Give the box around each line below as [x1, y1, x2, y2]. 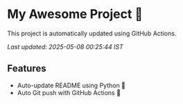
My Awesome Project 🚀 [7, 6, 143, 22]
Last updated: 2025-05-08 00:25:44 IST [7, 42, 123, 51]
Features [7, 62, 46, 75]
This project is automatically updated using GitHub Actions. [7, 29, 177, 37]
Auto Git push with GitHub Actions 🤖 [17, 88, 121, 96]
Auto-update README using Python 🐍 [17, 81, 126, 89]
